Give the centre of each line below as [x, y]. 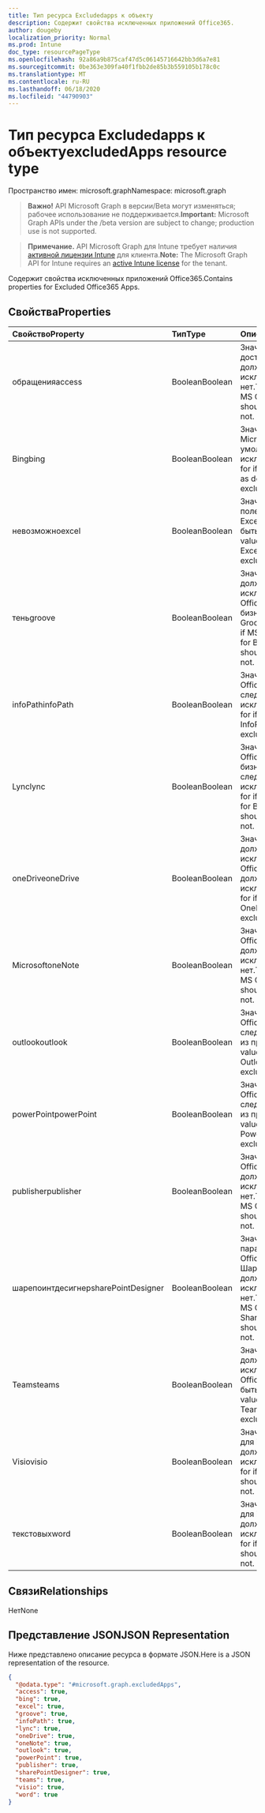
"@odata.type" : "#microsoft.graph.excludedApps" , [98, 1684]
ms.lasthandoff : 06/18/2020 [54, 89]
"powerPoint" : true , [49, 1758]
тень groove [34, 618]
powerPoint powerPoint [54, 1114]
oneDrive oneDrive [46, 878]
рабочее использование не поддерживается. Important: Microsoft [138, 215]
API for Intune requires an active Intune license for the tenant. [127, 263]
